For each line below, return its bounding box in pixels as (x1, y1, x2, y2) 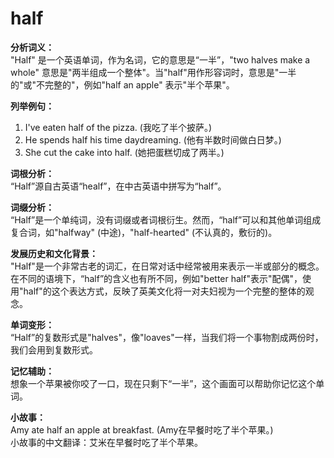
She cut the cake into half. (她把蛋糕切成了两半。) (24, 146, 225, 158)
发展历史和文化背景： (10, 247, 98, 259)
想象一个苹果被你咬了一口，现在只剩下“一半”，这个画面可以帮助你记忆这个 (10, 377, 317, 389)
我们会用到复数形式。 (10, 343, 98, 356)
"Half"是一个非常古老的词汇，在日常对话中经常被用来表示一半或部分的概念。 (10, 260, 325, 272)
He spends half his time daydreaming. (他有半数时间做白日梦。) (24, 133, 282, 146)
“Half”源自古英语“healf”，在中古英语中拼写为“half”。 (10, 180, 227, 192)
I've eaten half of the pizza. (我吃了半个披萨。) (24, 121, 213, 133)
